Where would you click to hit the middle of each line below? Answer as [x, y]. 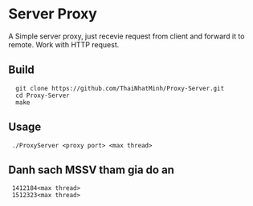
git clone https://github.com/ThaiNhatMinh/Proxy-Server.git [120, 88]
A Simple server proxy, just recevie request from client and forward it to [126, 36]
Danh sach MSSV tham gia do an [92, 170]
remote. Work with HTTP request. [64, 44]
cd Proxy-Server [43, 95]
